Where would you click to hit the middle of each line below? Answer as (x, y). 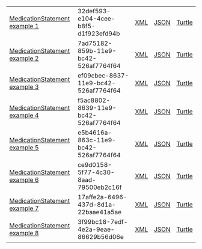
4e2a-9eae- (96, 229)
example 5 (24, 148)
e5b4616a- (95, 133)
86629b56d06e (101, 237)
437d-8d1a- (96, 205)
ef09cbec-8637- (103, 76)
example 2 (24, 58)
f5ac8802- (94, 100)
